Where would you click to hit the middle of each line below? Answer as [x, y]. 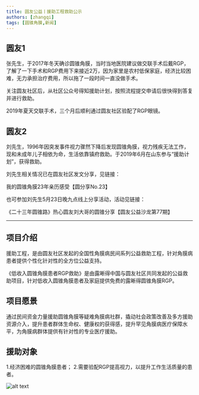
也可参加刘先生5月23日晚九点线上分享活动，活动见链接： [76, 199]
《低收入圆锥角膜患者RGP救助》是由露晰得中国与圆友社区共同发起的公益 [94, 273]
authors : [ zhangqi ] [30, 17]
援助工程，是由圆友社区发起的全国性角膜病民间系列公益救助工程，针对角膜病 [99, 253]
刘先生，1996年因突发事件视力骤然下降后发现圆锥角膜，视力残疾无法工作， [98, 147]
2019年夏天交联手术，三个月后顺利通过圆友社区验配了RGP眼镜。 [85, 111]
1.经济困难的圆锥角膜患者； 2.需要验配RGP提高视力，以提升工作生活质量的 [97, 367]
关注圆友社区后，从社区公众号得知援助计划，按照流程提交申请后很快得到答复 [99, 91]
